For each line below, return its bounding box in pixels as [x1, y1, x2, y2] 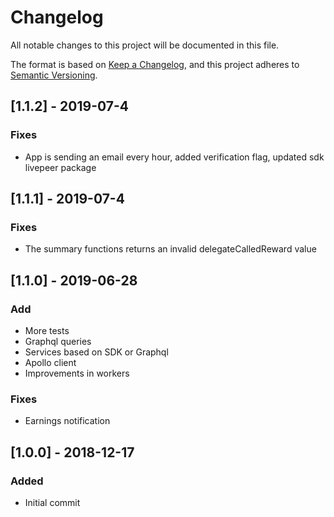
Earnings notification [24, 415, 111, 427]
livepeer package [24, 161, 97, 173]
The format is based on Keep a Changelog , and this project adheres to [10, 58, 300, 70]
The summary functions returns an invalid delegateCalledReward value [24, 243, 317, 255]
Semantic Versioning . [10, 69, 98, 81]
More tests [24, 325, 70, 336]
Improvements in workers [24, 367, 130, 379]
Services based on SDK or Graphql [24, 346, 169, 358]
